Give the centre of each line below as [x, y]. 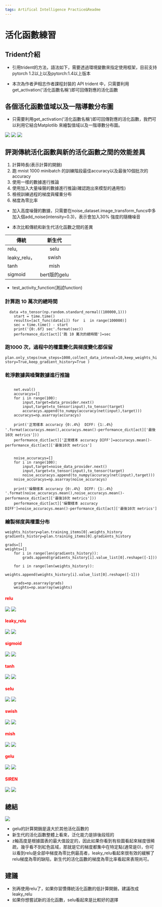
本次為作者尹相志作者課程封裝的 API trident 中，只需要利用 [71, 84]
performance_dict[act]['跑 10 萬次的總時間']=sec [62, 334]
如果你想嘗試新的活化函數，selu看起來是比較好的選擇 [65, 900]
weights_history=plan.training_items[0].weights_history [64, 532]
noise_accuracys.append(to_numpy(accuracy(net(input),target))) [89, 475]
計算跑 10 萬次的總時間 [32, 301]
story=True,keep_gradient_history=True [45, 362]
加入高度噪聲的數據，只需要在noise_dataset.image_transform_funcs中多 [84, 211]
